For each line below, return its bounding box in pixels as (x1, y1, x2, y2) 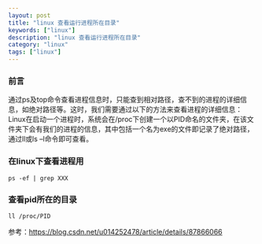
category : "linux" (8, 41, 68, 49)
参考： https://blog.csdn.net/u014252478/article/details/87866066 (8, 227, 223, 236)
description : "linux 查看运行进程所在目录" (8, 33, 142, 42)
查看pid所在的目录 (8, 194, 77, 205)
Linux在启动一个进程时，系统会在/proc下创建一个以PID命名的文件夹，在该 (8, 115, 248, 124)
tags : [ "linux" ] (8, 48, 61, 56)
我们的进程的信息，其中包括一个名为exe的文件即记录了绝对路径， (42, 124, 254, 134)
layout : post (8, 11, 51, 20)
